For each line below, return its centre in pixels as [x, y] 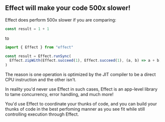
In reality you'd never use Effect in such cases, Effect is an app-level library [82, 89]
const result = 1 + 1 [27, 29]
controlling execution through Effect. [42, 114]
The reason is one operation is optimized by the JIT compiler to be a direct [81, 74]
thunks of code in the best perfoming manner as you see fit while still [75, 109]
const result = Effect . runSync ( [38, 56]
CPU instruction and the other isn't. [41, 80]
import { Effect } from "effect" [39, 47]
